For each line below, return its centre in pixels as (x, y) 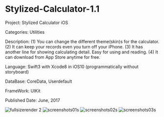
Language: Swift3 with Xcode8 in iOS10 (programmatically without (72, 67)
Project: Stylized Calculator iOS (37, 23)
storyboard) (17, 71)
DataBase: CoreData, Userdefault (39, 81)
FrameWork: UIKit (23, 91)
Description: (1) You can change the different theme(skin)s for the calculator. (82, 41)
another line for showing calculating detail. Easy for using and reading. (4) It (82, 52)
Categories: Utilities (25, 32)
